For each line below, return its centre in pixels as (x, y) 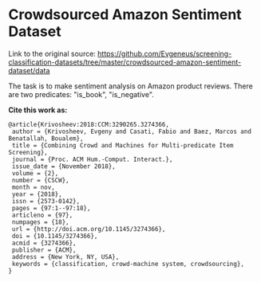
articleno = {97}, (42, 215)
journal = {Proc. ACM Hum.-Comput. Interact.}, (92, 159)
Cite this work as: (38, 110)
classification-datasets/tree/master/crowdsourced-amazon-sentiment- (125, 62)
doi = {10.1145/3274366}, (55, 236)
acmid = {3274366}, (44, 243)
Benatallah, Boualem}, (46, 138)
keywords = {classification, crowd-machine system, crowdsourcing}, (128, 264)
